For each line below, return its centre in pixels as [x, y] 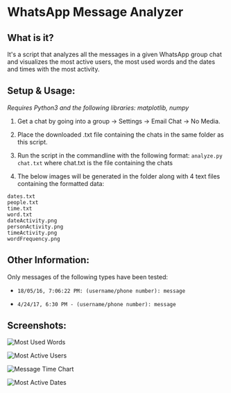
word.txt [20, 215]
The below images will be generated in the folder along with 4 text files [119, 176]
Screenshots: [37, 326]
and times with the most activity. [53, 69]
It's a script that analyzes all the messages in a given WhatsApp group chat [114, 54]
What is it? [31, 38]
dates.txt [22, 196]
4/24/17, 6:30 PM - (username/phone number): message [96, 304]
